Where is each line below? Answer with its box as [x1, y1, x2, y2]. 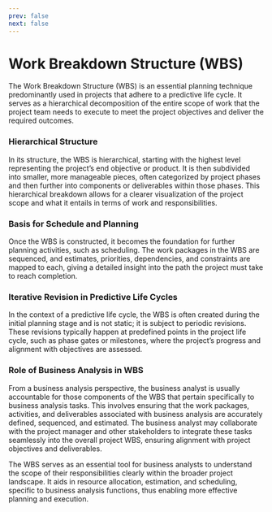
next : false [8, 20, 49, 28]
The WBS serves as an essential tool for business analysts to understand [8, 459, 253, 469]
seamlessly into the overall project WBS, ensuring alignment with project [8, 435, 251, 445]
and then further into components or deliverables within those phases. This [8, 180, 260, 190]
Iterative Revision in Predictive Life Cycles [8, 291, 179, 302]
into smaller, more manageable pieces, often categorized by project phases [8, 171, 261, 181]
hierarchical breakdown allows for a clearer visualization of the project [8, 189, 244, 199]
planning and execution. [8, 493, 89, 504]
